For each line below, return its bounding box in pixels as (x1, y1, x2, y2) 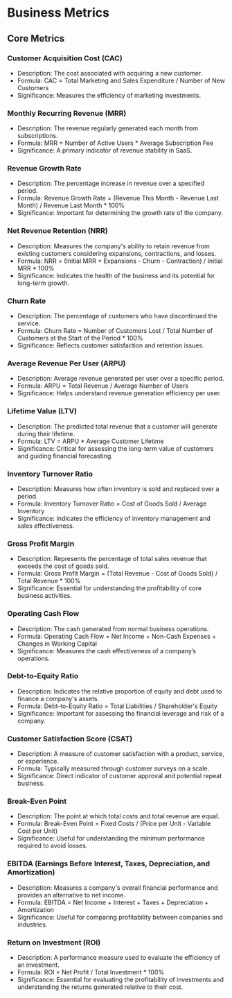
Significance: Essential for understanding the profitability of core (17, 584, 202, 592)
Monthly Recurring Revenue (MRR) (7, 108, 127, 118)
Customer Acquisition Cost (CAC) (7, 53, 123, 63)
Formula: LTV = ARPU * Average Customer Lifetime (17, 437, 164, 445)
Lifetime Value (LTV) (7, 406, 78, 416)
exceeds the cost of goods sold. (17, 562, 109, 570)
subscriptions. (17, 132, 58, 140)
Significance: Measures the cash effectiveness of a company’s (17, 646, 196, 655)
